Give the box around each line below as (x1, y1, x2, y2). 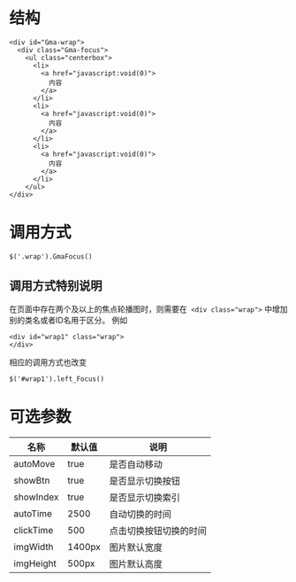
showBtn (13, 474, 50, 486)
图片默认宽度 (109, 541, 163, 554)
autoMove (13, 457, 56, 469)
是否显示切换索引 (109, 491, 181, 503)
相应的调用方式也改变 (9, 356, 87, 368)
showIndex (13, 491, 59, 503)
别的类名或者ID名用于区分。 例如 (9, 314, 128, 325)
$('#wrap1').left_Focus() (9, 374, 104, 384)
